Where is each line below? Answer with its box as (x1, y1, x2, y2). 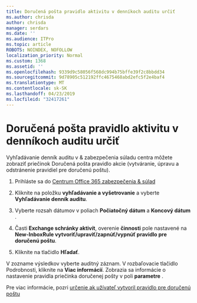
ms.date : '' (6, 31, 35, 37)
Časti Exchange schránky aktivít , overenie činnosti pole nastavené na (14, 225, 187, 232)
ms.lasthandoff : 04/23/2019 (6, 91, 75, 97)
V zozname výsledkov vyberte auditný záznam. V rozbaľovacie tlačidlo (6, 260, 178, 267)
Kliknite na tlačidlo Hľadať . (14, 248, 80, 255)
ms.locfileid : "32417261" (6, 96, 70, 102)
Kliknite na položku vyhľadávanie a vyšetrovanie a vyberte (14, 189, 160, 196)
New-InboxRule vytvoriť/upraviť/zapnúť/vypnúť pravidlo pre (14, 230, 167, 238)
